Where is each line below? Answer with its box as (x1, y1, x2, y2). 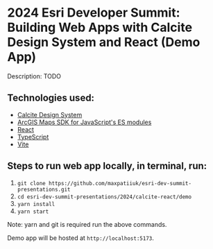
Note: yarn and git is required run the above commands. (7, 220, 167, 228)
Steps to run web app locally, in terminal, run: (7, 160, 207, 172)
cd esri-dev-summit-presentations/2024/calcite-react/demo (17, 193, 192, 200)
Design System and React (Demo (7, 35, 201, 50)
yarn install (17, 200, 56, 207)
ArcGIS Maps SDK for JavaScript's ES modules (17, 118, 152, 126)
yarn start (17, 208, 49, 215)
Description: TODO (7, 71, 61, 80)
